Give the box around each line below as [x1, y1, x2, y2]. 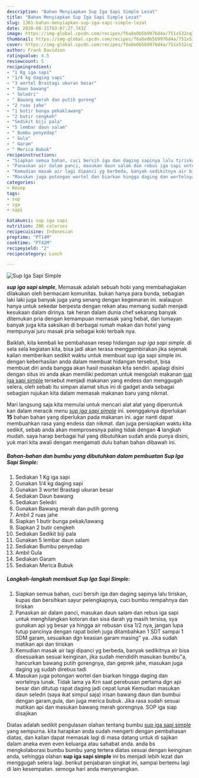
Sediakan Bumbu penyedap [15, 543, 83, 550]
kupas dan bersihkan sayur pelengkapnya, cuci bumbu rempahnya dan [15, 597, 188, 604]
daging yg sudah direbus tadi [15, 666, 87, 673]
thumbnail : [6, 36, 34, 42]
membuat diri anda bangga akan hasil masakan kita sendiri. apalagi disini [6, 364, 185, 372]
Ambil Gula [15, 549, 42, 556]
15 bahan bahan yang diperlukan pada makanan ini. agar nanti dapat [6, 414, 173, 421]
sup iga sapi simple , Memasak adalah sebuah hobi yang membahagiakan [6, 284, 187, 291]
